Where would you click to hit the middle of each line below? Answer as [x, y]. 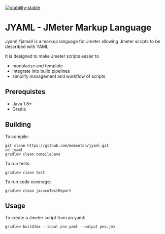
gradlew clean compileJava [33, 154]
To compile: [17, 137]
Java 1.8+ [22, 103]
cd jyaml [14, 150]
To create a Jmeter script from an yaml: [45, 218]
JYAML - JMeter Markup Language [78, 28]
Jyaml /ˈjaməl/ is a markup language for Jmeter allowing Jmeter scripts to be [83, 41]
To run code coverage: [28, 182]
